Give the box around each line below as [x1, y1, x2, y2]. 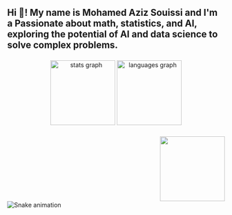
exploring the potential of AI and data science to [7, 28, 218, 40]
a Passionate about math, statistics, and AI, [7, 18, 197, 30]
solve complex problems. [7, 39, 119, 51]
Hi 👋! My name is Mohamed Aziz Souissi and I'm [7, 7, 218, 19]
